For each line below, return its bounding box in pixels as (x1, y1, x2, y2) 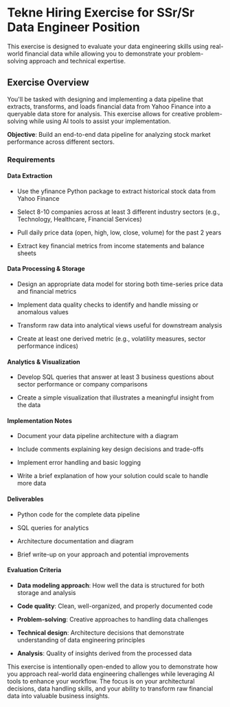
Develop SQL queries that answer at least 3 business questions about (16, 373, 214, 381)
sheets (16, 249, 36, 257)
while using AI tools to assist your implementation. (29, 117, 171, 125)
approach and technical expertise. (29, 56, 126, 65)
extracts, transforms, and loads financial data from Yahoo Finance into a (7, 102, 211, 111)
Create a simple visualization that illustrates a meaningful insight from (16, 393, 214, 402)
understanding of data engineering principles (16, 635, 146, 644)
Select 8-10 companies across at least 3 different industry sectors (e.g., (16, 208, 220, 216)
